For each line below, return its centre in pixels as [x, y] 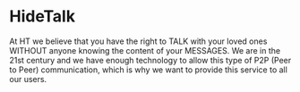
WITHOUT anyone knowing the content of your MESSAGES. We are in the [145, 50]
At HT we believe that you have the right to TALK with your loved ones [138, 41]
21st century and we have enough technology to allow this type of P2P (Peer [150, 60]
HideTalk [43, 17]
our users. [28, 79]
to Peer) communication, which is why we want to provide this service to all [149, 70]
